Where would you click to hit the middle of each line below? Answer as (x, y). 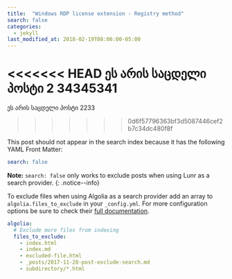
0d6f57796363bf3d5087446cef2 (176, 121)
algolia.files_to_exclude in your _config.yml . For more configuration (107, 203)
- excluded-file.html (51, 256)
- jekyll (26, 33)
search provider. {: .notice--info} (54, 183)
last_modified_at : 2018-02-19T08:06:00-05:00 (74, 40)
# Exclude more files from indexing (66, 230)
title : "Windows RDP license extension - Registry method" (96, 14)
